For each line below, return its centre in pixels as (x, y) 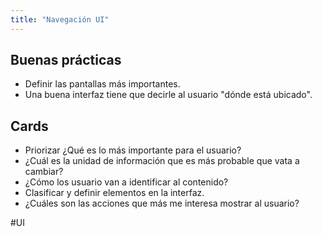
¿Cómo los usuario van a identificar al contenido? (126, 182)
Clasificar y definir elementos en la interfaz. (114, 193)
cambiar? (44, 172)
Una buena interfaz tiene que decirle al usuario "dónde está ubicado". (168, 95)
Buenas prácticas (66, 60)
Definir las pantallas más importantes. (102, 84)
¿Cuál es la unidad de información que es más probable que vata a (162, 161)
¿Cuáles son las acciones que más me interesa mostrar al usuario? (162, 203)
